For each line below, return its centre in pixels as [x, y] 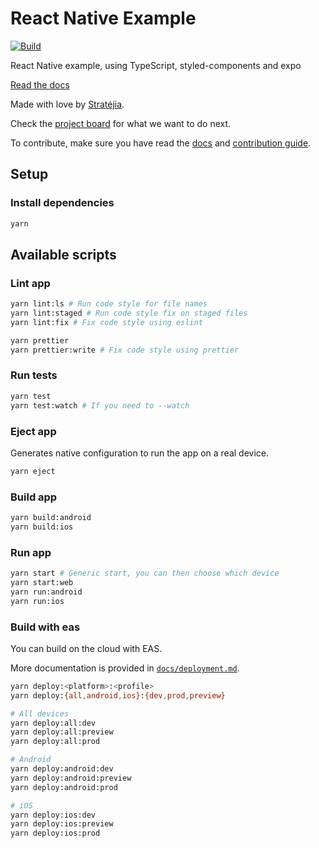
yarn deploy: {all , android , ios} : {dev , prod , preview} [118, 695]
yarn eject [33, 471]
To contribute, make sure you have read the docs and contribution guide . [161, 143]
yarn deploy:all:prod [55, 742]
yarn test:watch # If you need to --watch [100, 405]
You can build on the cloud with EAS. [86, 648]
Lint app [30, 283]
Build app [34, 497]
